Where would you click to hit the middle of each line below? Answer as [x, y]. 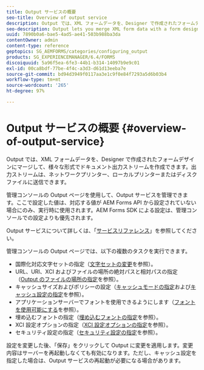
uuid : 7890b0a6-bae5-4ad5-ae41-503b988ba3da [63, 35]
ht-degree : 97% [25, 91]
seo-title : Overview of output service [57, 18]
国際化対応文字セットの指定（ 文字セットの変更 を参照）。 [86, 264]
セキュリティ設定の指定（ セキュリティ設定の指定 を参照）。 [88, 332]
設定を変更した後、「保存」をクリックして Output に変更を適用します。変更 [100, 345]
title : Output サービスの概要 [41, 12]
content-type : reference [38, 46]
